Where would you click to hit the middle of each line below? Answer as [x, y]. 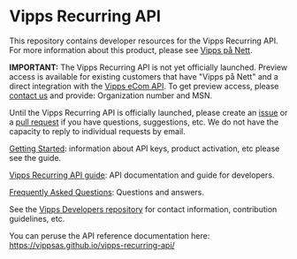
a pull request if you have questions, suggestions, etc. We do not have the [144, 122]
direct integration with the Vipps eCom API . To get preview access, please [144, 86]
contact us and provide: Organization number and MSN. [111, 95]
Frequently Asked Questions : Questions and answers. [107, 192]
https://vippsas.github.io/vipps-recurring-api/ [92, 245]
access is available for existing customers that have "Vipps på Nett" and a [144, 76]
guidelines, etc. [37, 218]
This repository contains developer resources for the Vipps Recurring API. [144, 41]
